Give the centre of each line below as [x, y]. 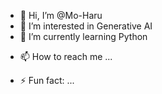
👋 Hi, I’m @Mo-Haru [61, 15]
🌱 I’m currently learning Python [83, 36]
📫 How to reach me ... [66, 56]
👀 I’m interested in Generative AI [86, 26]
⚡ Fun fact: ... [47, 80]
